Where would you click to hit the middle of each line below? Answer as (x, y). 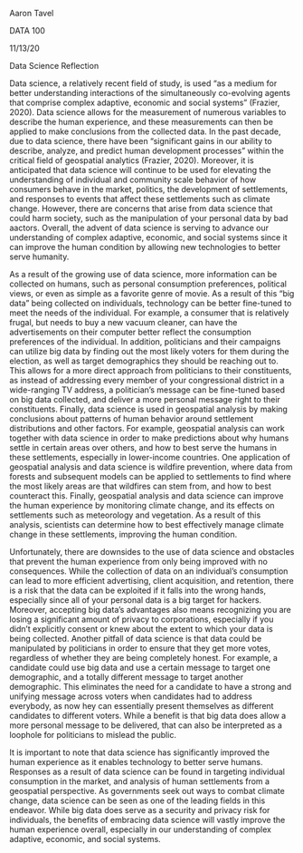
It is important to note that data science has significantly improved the (139, 752)
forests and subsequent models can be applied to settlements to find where (150, 476)
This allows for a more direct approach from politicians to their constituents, (151, 370)
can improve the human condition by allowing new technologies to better (145, 247)
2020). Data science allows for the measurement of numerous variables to (148, 112)
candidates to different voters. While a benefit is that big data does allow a (148, 716)
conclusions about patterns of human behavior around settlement (132, 419)
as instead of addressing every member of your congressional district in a (147, 380)
